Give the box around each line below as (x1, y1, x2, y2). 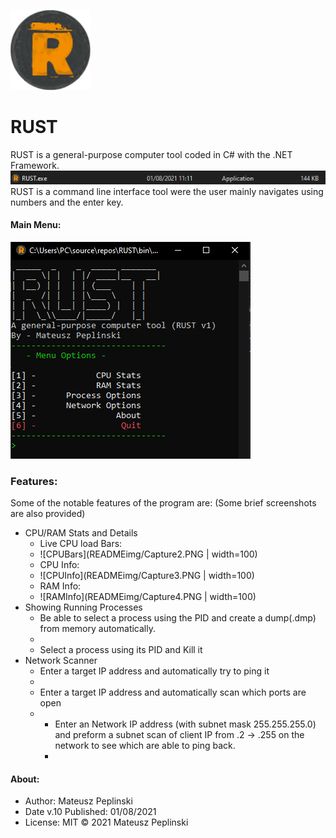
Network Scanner (24, 655, 98, 667)
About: (10, 773, 40, 785)
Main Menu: (10, 219, 62, 231)
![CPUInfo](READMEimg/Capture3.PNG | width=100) (39, 570, 255, 582)
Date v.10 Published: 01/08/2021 (24, 806, 157, 818)
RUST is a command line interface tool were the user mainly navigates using (10, 185, 324, 197)
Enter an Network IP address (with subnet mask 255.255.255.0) (54, 718, 317, 730)
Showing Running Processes (24, 601, 143, 614)
